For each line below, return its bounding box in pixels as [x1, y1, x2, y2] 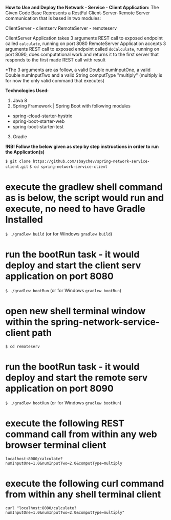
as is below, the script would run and [5, 192, 164, 204]
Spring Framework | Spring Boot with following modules [12, 103, 131, 109]
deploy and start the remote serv [5, 372, 148, 383]
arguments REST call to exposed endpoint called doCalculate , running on [5, 46, 160, 52]
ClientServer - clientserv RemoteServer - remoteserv [5, 25, 117, 31]
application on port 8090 [5, 383, 114, 394]
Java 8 [12, 97, 27, 103]
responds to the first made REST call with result [5, 57, 106, 63]
